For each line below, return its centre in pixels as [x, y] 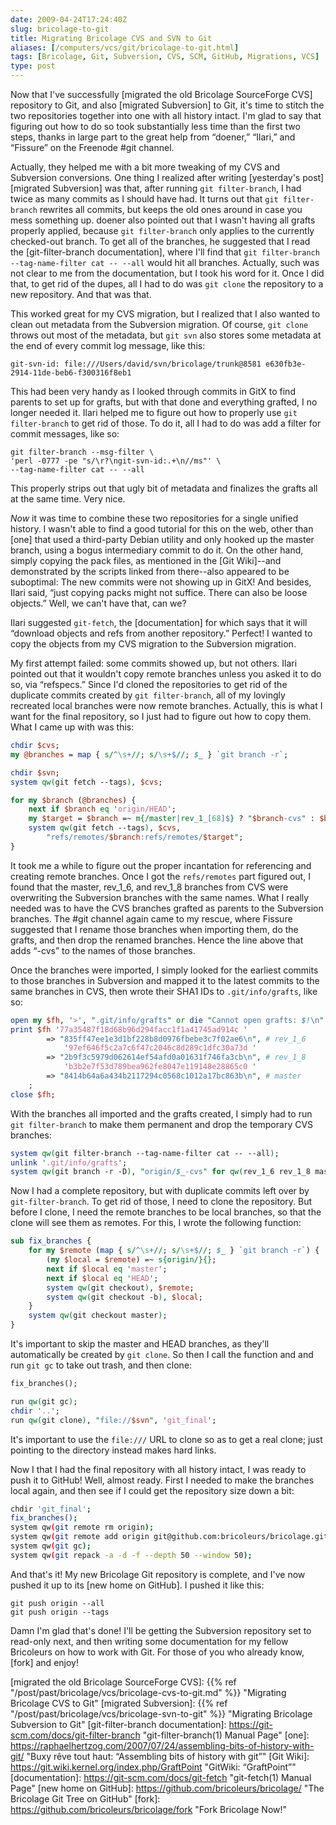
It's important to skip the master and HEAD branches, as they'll [140, 1344]
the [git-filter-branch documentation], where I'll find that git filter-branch [165, 252]
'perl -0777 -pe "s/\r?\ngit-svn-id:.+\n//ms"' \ [116, 461]
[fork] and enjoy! [44, 1662]
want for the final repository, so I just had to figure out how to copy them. [161, 716]
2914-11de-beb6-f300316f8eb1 [71, 373]
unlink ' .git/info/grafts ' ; [69, 1162]
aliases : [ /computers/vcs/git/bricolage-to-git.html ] [125, 47]
